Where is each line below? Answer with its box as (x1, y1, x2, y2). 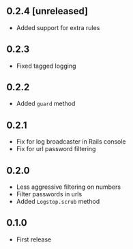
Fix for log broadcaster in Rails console (16, 137, 127, 146)
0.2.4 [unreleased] (6, 5, 88, 17)
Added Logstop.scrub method (16, 198, 100, 206)
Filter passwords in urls (16, 190, 83, 198)
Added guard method (16, 99, 76, 108)
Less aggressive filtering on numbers (16, 183, 121, 191)
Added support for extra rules (16, 23, 100, 31)
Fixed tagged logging (16, 62, 76, 70)
